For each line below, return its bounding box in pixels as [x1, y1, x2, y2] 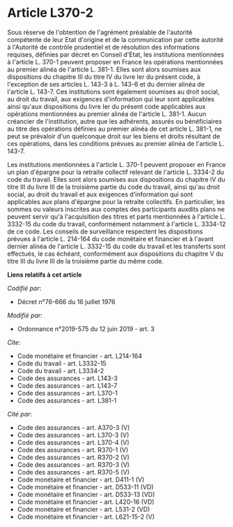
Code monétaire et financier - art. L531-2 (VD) [17, 505, 150, 513]
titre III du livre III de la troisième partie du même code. [7, 257, 164, 265]
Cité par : [7, 410, 33, 418]
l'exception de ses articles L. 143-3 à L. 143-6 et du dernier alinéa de [7, 80, 205, 88]
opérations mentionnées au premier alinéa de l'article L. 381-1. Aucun [7, 110, 206, 118]
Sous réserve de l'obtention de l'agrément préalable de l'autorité [7, 28, 193, 36]
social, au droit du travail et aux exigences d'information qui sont [7, 190, 193, 198]
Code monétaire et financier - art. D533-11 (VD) [17, 482, 154, 491]
